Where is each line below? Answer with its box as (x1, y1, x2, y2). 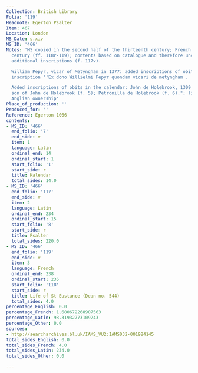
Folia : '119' (6, 14, 38, 20)
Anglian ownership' (11, 95, 60, 102)
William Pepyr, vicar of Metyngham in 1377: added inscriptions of (11, 68, 181, 74)
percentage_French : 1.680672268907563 (6, 309, 101, 315)
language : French (11, 266, 54, 272)
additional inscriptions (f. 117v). (11, 58, 101, 64)
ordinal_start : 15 (11, 216, 57, 222)
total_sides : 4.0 (11, 298, 54, 304)
